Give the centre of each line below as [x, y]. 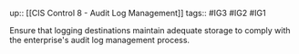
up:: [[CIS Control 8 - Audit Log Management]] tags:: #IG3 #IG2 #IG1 [138, 13]
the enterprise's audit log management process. [99, 40]
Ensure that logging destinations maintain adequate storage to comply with [150, 30]
